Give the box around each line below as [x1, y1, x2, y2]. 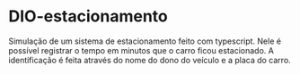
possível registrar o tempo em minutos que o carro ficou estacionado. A [8, 45, 275, 55]
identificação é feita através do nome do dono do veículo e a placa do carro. [8, 54, 291, 65]
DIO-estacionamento [8, 6, 168, 27]
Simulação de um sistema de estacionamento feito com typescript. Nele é [8, 36, 282, 46]
